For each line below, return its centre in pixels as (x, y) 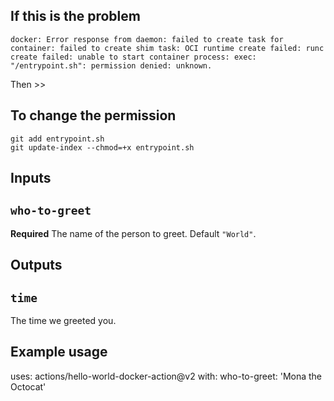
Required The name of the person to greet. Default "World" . (133, 233)
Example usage (59, 352)
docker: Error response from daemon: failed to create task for (147, 39)
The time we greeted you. (63, 321)
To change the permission (93, 115)
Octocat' (28, 386)
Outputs (36, 265)
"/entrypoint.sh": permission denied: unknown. (111, 65)
